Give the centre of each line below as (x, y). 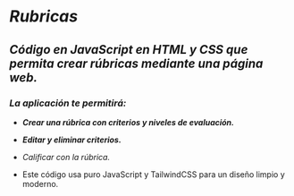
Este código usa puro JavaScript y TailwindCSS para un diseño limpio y (154, 174)
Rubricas (44, 17)
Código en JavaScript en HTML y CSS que (129, 50)
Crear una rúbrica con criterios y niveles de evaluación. (128, 122)
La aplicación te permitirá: (68, 103)
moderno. (40, 183)
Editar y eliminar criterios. (72, 140)
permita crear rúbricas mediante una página (136, 63)
